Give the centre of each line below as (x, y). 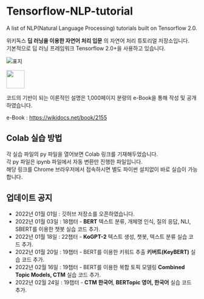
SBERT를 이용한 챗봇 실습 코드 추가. (57, 229)
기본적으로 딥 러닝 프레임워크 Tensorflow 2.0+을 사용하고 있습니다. (86, 48)
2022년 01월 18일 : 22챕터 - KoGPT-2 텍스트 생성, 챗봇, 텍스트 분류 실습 (101, 236)
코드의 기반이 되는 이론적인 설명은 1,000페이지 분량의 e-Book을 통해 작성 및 (96, 97)
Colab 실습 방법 (34, 138)
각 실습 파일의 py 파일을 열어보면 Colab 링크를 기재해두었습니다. (82, 154)
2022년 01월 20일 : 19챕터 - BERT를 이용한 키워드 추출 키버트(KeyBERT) (102, 252)
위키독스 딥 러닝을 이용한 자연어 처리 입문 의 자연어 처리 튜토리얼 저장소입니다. (98, 40)
